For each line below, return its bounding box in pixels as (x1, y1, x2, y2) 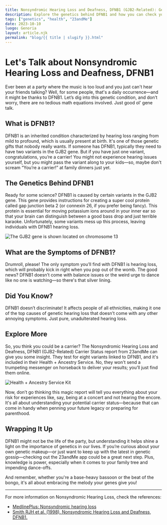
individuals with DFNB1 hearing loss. (5, 224, 80, 230)
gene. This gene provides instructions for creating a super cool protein (5, 198, 150, 204)
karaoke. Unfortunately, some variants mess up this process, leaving (5, 219, 146, 225)
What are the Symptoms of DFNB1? (5, 248, 116, 257)
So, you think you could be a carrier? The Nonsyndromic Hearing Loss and (5, 343, 158, 349)
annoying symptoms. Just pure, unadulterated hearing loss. (5, 315, 127, 322)
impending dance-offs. (5, 465, 52, 471)
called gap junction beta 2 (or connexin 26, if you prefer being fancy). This (5, 203, 158, 209)
